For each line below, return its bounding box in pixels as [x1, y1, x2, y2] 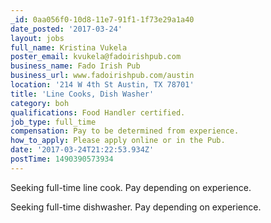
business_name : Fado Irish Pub [10, 61, 141, 71]
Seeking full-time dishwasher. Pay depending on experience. [10, 201, 262, 213]
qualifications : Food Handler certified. [10, 107, 186, 118]
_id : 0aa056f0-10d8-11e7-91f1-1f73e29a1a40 [10, 14, 195, 25]
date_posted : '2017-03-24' [10, 24, 123, 34]
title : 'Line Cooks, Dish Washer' [10, 89, 155, 99]
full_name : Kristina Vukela [10, 42, 128, 53]
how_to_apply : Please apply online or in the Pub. [10, 136, 226, 146]
